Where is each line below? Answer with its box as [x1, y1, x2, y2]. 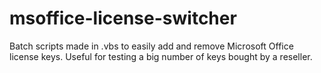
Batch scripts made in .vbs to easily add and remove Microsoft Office [9, 40, 294, 52]
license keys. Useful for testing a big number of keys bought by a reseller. [9, 50, 313, 62]
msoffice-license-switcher [9, 7, 237, 30]
